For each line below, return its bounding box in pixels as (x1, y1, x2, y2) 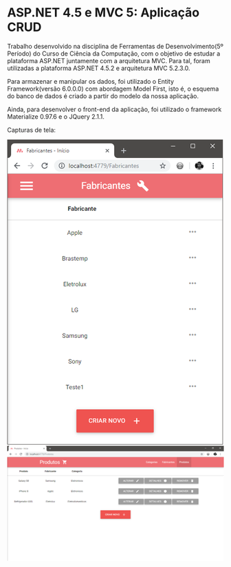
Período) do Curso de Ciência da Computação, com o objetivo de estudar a (7, 49, 221, 58)
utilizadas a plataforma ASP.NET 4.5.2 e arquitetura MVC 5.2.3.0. (7, 64, 190, 72)
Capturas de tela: (7, 126, 56, 134)
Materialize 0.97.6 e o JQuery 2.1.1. (7, 112, 104, 121)
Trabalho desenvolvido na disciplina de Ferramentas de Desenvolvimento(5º (7, 42, 223, 50)
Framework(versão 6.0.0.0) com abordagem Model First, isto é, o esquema (7, 84, 219, 93)
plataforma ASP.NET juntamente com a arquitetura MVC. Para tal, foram (7, 56, 211, 65)
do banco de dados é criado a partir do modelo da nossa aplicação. (7, 91, 199, 100)
